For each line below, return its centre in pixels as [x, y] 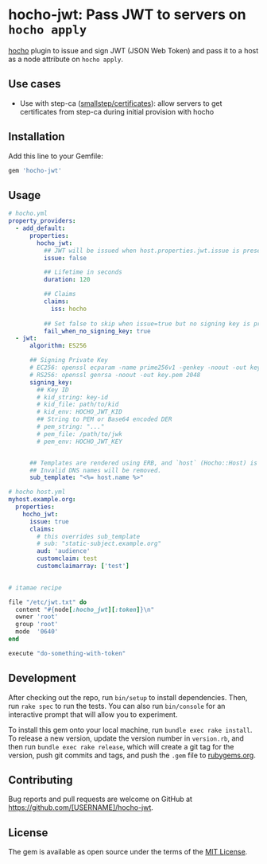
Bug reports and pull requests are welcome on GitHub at [101, 799]
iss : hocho [69, 309]
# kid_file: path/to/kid [78, 405]
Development [43, 678]
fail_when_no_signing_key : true [97, 331]
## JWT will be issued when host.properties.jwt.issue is [141, 251]
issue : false [65, 258]
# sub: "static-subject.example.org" [99, 544]
